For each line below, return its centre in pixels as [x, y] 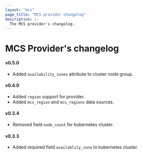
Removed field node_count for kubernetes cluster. [63, 125]
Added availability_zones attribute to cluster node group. [73, 74]
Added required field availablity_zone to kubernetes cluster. [75, 147]
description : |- [22, 19]
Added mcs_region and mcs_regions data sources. [63, 102]
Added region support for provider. [48, 96]
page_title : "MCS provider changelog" [45, 15]
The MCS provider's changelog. [42, 24]
